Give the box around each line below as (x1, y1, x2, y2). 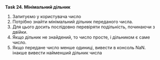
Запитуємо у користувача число (12, 14, 81, 19)
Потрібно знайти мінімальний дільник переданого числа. (12, 19, 133, 24)
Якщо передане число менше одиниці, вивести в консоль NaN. (12, 45, 146, 50)
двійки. (12, 29, 28, 35)
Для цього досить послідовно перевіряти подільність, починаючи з (12, 24, 155, 30)
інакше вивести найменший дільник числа (12, 50, 102, 56)
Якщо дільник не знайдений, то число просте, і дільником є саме (12, 34, 151, 40)
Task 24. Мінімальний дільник (5, 4, 71, 10)
